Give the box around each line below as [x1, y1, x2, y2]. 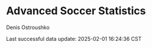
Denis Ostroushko [6, 24, 50, 31]
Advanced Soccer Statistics [6, 4, 146, 18]
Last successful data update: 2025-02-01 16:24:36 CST [6, 35, 142, 42]
